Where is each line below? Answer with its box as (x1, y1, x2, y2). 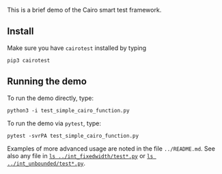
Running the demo (7, 75, 87, 88)
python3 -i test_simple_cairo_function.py (7, 107, 130, 114)
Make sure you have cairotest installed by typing (7, 44, 147, 52)
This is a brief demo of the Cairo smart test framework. (7, 6, 162, 14)
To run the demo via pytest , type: (7, 119, 101, 127)
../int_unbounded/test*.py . (7, 159, 86, 167)
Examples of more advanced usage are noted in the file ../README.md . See (7, 144, 215, 153)
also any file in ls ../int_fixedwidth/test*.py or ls (7, 151, 154, 160)
